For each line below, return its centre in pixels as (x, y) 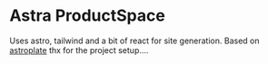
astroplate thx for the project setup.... (79, 50)
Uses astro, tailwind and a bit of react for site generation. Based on (134, 41)
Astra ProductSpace (87, 16)
